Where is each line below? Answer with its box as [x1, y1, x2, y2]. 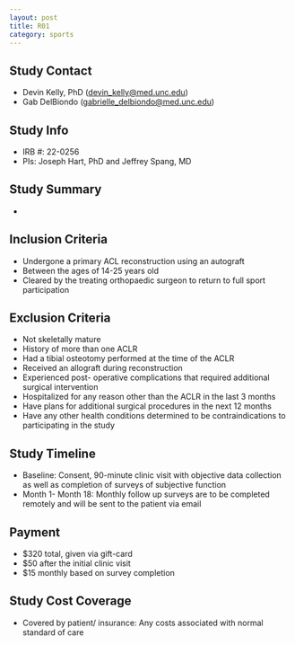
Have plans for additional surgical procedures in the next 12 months [22, 401, 272, 411]
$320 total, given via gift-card [22, 549, 133, 560]
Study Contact [9, 63, 92, 78]
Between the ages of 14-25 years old [22, 265, 160, 276]
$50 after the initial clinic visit [22, 558, 132, 569]
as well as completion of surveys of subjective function [22, 480, 227, 490]
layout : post [9, 13, 58, 22]
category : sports [9, 30, 74, 39]
